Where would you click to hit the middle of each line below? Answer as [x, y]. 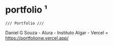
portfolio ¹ [26, 10]
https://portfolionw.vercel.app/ [37, 38]
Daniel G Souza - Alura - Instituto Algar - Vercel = [57, 32]
